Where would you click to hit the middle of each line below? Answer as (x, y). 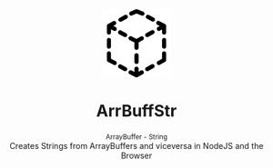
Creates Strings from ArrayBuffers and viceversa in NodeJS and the (136, 145)
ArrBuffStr (136, 111)
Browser (136, 155)
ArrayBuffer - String (136, 137)
